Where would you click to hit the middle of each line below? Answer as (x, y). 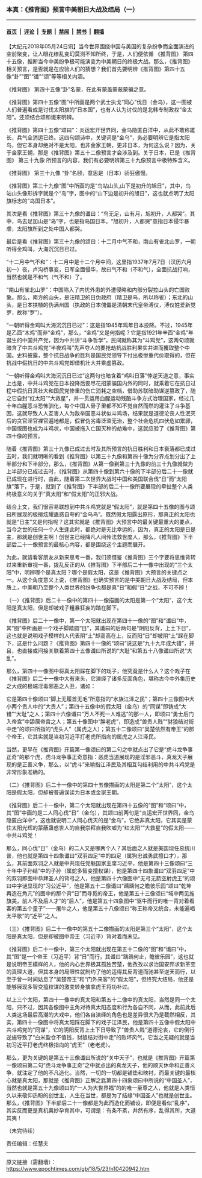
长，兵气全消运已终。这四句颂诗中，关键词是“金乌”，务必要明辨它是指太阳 (98, 137)
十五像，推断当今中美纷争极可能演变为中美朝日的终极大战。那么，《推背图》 (100, 61)
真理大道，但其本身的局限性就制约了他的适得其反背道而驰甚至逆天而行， (101, 971)
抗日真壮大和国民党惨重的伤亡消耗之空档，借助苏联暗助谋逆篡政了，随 (109, 391)
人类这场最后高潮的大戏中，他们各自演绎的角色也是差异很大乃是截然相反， (98, 1015)
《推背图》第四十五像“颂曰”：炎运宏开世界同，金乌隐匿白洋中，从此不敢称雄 (101, 130)
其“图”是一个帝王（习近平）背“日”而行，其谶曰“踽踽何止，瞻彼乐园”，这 (95, 956)
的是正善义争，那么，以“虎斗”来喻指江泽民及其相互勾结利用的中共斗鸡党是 (103, 764)
